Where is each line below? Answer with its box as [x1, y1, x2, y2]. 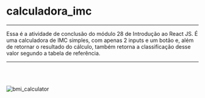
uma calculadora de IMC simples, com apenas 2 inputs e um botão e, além [6, 37, 194, 44]
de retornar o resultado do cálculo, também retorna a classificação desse [6, 43, 191, 50]
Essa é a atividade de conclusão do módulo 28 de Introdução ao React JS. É [6, 30, 198, 37]
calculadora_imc [6, 4, 92, 18]
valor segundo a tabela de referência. [6, 49, 101, 57]
